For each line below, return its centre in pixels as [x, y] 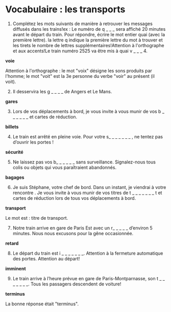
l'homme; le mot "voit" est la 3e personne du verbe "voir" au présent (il [80, 76]
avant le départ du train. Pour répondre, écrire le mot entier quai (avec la [89, 34]
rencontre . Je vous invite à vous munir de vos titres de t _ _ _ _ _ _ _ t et [87, 193]
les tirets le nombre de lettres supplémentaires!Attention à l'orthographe [88, 45]
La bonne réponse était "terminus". [42, 304]
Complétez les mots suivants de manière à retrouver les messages [83, 24]
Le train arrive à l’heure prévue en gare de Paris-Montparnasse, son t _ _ [89, 278]
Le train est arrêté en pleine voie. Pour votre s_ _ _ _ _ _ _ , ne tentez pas [88, 136]
